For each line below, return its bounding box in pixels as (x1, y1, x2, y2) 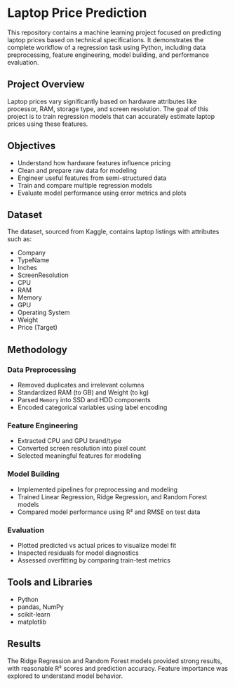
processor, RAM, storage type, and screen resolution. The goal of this (7, 104, 209, 113)
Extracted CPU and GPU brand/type (17, 437, 121, 445)
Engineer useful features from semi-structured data (17, 174, 167, 182)
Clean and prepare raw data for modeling (17, 166, 137, 174)
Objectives (7, 140, 56, 152)
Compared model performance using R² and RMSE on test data (17, 508, 201, 516)
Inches (17, 264, 37, 272)
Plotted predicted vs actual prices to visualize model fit (17, 541, 177, 549)
